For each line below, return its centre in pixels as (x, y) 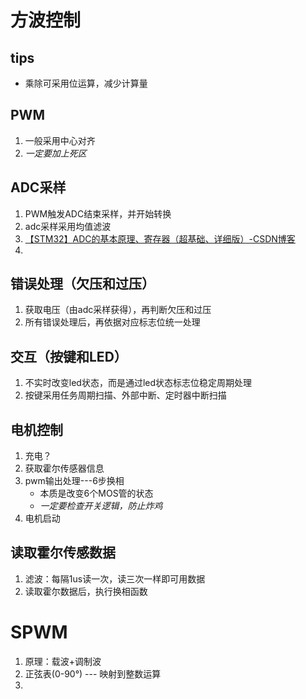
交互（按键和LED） (69, 356)
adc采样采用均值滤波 (68, 226)
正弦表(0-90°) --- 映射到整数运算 (93, 673)
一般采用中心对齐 (60, 140)
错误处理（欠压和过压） (82, 284)
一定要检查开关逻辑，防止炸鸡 (101, 506)
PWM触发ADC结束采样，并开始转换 (98, 213)
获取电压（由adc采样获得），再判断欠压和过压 (118, 310)
